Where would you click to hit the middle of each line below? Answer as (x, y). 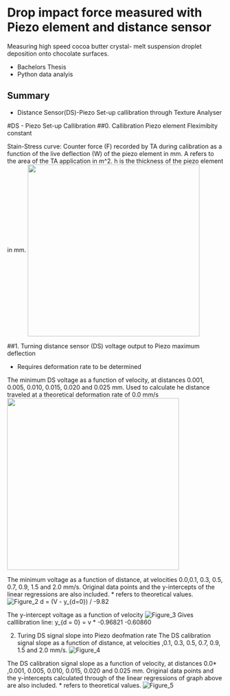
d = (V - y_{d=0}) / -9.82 (74, 601)
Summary (28, 96)
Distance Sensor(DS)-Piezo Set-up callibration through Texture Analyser (119, 112)
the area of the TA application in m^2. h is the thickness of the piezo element (115, 161)
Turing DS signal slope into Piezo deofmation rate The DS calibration (114, 635)
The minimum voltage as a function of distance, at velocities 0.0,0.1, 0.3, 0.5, (115, 579)
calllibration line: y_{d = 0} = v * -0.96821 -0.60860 (79, 622)
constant (20, 133)
